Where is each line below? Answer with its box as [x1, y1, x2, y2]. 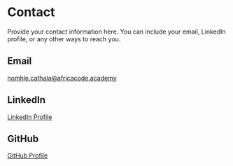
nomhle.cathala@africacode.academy [7, 74, 117, 82]
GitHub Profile [7, 151, 48, 160]
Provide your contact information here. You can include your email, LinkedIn [7, 27, 226, 36]
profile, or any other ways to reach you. [7, 34, 121, 43]
